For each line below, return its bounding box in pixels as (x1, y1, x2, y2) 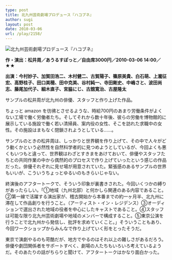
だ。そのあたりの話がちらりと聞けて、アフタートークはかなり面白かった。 (5, 249, 162, 255)
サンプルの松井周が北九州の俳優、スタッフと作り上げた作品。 (5, 97, 136, 103)
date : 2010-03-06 (5, 27, 42, 32)
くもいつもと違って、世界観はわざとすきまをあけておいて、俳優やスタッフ (5, 150, 161, 157)
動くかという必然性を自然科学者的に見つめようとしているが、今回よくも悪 (9, 144, 167, 150)
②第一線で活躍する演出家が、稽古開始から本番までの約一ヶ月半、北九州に (5, 193, 164, 200)
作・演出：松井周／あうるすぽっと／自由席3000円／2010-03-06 (5, 57, 143, 63)
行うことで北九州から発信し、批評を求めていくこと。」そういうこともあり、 (5, 219, 165, 225)
